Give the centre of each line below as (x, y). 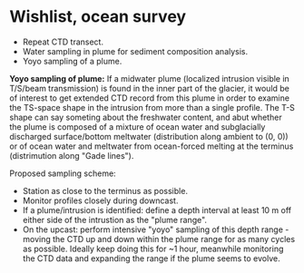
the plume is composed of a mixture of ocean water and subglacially (137, 127)
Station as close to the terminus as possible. (105, 190)
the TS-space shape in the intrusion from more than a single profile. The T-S (152, 107)
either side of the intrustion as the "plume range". (114, 219)
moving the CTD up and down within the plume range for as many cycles (159, 239)
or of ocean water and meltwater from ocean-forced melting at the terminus (152, 146)
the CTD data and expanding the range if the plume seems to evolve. (151, 258)
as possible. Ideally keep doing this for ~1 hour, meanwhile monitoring (153, 249)
